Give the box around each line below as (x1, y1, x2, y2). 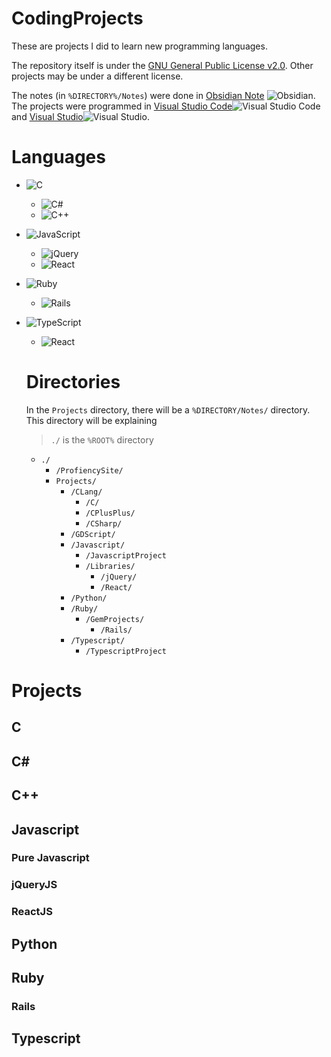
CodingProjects (11, 7, 144, 30)
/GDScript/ (70, 529, 116, 539)
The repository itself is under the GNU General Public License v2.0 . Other (11, 59, 314, 71)
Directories (25, 371, 121, 394)
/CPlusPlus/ (85, 508, 136, 518)
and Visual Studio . (11, 110, 150, 122)
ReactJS (11, 905, 53, 919)
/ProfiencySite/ (55, 465, 124, 476)
